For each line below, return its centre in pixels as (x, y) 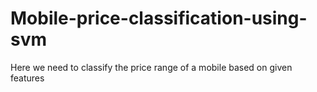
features (27, 78)
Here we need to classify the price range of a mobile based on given (151, 67)
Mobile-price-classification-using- (159, 18)
